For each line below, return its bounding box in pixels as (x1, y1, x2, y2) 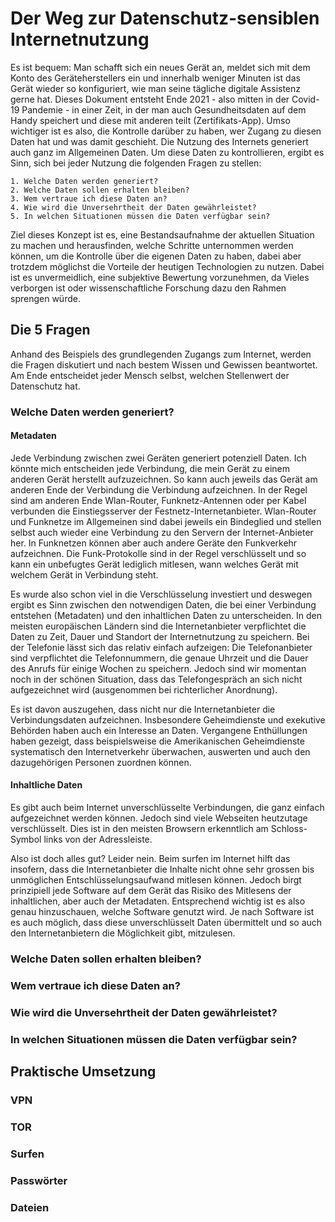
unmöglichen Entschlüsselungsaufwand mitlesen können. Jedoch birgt (10, 874, 302, 886)
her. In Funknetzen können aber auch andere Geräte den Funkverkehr (10, 537, 298, 549)
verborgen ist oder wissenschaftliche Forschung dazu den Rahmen (10, 282, 287, 294)
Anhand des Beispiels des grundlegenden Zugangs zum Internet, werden (10, 348, 312, 360)
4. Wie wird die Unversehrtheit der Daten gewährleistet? (10, 202, 257, 212)
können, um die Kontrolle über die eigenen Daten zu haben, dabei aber (10, 250, 302, 262)
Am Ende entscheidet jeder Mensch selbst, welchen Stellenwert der (10, 369, 290, 381)
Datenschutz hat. (10, 380, 81, 392)
